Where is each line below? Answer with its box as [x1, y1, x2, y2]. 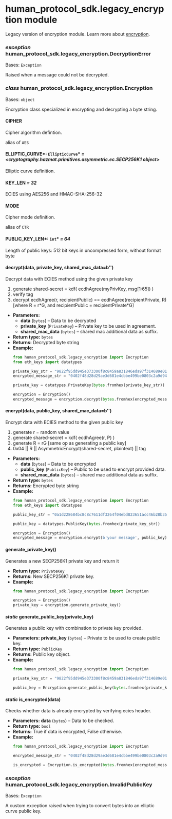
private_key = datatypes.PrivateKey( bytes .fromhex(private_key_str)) [12, 383, 165, 388]
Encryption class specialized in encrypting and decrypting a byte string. [5, 106, 158, 112]
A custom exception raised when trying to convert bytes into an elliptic [5, 803, 155, 809]
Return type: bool [12, 723, 51, 729]
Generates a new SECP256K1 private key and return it [5, 557, 119, 564]
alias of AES [5, 139, 29, 145]
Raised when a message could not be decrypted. [5, 72, 109, 78]
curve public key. [5, 808, 42, 814]
